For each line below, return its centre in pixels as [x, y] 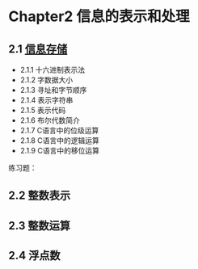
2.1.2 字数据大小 [46, 80]
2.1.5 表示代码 [43, 110]
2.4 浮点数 [34, 256]
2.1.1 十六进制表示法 [53, 70]
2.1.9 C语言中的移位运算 [59, 151]
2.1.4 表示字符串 [46, 100]
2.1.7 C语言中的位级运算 [59, 130]
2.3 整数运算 [40, 226]
